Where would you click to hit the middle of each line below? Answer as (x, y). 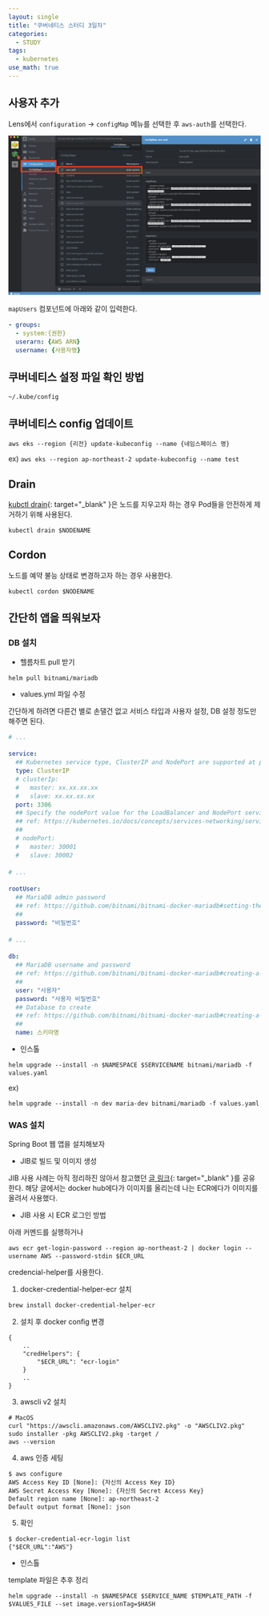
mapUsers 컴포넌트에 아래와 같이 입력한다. (73, 309)
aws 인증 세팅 (42, 1458)
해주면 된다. (27, 721)
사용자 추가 (34, 103)
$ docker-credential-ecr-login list (69, 1539)
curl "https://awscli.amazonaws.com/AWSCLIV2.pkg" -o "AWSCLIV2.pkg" (127, 1426)
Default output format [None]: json (69, 1507)
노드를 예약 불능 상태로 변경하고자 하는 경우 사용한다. (90, 575)
